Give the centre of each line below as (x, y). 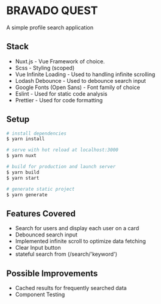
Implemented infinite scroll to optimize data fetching (80, 241)
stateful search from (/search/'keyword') (66, 254)
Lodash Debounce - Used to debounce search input (80, 80)
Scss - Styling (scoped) (45, 68)
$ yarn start (23, 178)
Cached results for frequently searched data (71, 288)
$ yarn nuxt (21, 156)
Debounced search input (46, 235)
